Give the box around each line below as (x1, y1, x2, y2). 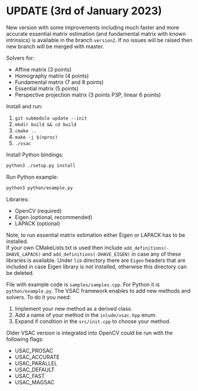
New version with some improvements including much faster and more (6, 24, 180, 31)
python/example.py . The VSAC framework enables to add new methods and (6, 287, 191, 294)
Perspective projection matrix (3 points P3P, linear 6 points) (14, 91, 161, 98)
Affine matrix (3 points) (14, 65, 72, 73)
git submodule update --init (14, 115, 87, 121)
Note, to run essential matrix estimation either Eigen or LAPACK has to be (6, 231, 186, 239)
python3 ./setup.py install (6, 162, 76, 168)
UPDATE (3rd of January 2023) (6, 4, 162, 18)
